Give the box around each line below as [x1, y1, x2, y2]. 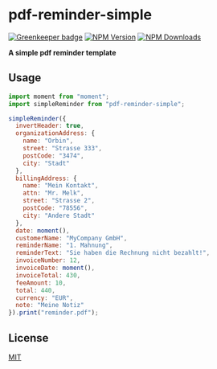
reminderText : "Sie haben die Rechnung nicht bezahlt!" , [15, 249, 211, 257]
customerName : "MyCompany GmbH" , [15, 234, 128, 242]
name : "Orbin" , [23, 137, 74, 146]
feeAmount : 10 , [15, 279, 67, 287]
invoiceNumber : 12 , [15, 256, 81, 264]
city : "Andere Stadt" [23, 211, 95, 219]
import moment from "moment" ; [8, 92, 110, 100]
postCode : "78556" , [23, 204, 88, 212]
